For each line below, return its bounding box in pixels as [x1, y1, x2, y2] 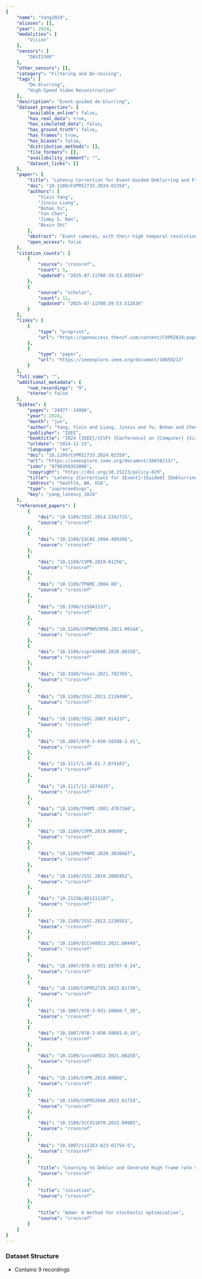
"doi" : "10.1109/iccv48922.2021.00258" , [37, 1053, 141, 1059]
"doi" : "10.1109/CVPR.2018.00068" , [37, 1075, 128, 1081]
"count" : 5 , [37, 267, 68, 273]
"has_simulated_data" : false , [27, 121, 103, 127]
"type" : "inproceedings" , [27, 486, 93, 492]
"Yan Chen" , [37, 211, 68, 217]
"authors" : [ [27, 188, 60, 194]
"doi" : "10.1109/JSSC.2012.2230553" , [37, 918, 133, 924]
